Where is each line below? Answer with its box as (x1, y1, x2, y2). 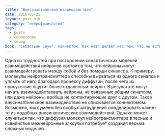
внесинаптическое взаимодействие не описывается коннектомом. (5, 99, 146, 105)
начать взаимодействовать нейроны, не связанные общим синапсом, (5, 89, 153, 95)
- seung (9, 39, 26, 44)
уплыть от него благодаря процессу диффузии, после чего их (5, 78, 135, 84)
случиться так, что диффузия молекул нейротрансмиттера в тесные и (5, 115, 152, 121)
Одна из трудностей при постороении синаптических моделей (5, 57, 137, 63)
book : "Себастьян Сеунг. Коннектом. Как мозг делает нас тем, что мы (5, 44, 151, 49)
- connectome (9, 35, 36, 40)
